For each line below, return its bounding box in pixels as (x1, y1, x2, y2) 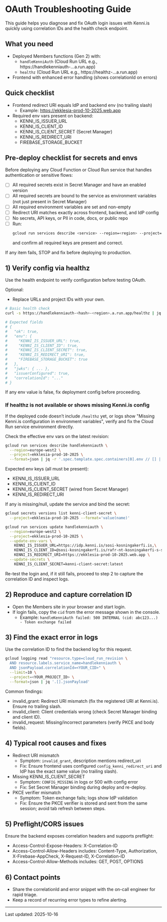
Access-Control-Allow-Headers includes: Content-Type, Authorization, (12, 848, 158, 854)
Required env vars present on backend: (12, 112, 93, 118)
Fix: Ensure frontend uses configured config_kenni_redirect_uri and (19, 763, 162, 769)
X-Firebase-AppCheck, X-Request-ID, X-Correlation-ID (12, 853, 125, 860)
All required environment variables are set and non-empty (12, 204, 131, 210)
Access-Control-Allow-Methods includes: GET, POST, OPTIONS (12, 859, 144, 865)
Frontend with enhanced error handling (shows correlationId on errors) (12, 74, 158, 80)
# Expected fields (5, 320, 43, 325)
